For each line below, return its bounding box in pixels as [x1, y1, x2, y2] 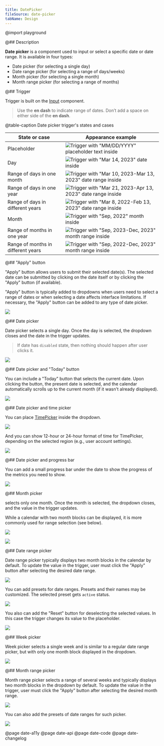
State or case [18, 134, 50, 141]
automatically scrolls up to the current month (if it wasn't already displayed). [5, 386, 159, 392]
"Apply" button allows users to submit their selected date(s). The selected [5, 269, 154, 275]
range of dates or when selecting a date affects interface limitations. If [5, 294, 146, 300]
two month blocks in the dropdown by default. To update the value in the [5, 682, 151, 688]
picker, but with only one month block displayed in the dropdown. [5, 649, 137, 655]
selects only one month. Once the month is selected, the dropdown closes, [5, 500, 156, 506]
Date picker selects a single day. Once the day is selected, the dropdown [5, 328, 152, 334]
